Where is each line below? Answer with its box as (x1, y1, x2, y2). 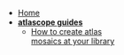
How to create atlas (30, 27, 103, 36)
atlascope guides (17, 17, 83, 27)
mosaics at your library (30, 35, 115, 46)
